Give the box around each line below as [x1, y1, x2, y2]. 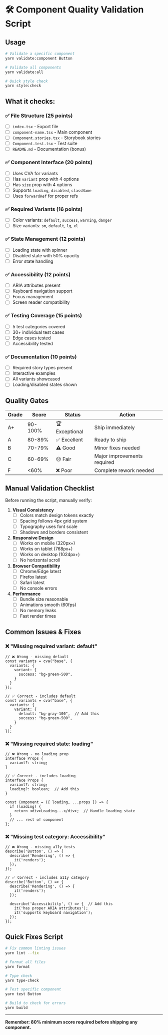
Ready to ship [94, 436, 126, 443]
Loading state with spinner [12, 247, 67, 253]
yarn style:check [5, 83, 41, 88]
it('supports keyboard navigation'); [14, 910, 93, 915]
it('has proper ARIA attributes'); [14, 906, 88, 911]
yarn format [5, 964, 30, 969]
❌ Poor [55, 467, 72, 474]
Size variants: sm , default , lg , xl [12, 223, 78, 229]
